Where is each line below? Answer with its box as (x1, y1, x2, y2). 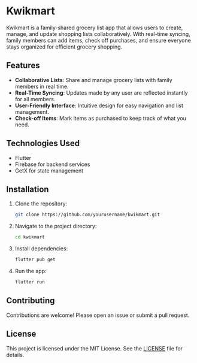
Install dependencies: (14, 245, 68, 252)
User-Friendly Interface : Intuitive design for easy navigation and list (14, 102, 184, 109)
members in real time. (14, 83, 69, 90)
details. (6, 351, 25, 358)
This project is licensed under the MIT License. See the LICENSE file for (6, 344, 183, 352)
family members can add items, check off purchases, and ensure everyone (6, 37, 192, 44)
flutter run (14, 279, 45, 285)
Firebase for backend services (14, 161, 90, 168)
